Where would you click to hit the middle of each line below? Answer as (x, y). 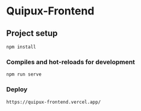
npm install (21, 47)
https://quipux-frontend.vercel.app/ (54, 102)
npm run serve (24, 74)
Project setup (32, 33)
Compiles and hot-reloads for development (71, 62)
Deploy (17, 89)
